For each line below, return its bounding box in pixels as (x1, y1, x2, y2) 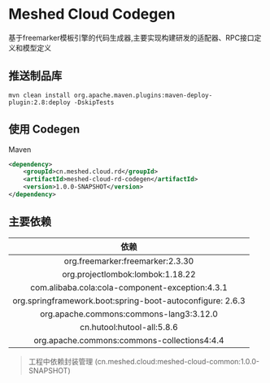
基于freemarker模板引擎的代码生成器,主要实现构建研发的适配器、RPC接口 (8, 33, 255, 42)
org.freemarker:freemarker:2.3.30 (63, 255, 194, 267)
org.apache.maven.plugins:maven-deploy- (73, 91, 213, 99)
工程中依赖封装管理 (28, 356, 94, 366)
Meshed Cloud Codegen (8, 5, 176, 24)
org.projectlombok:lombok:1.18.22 (62, 268, 197, 280)
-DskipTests (73, 98, 115, 107)
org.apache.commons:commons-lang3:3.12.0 (39, 308, 218, 320)
